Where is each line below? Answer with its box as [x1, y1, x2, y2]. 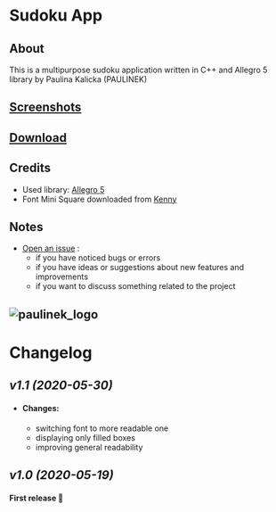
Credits [9, 161, 52, 176]
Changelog [9, 343, 93, 362]
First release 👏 [9, 492, 64, 503]
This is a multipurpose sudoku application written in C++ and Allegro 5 [9, 64, 268, 75]
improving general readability [35, 442, 143, 452]
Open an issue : [21, 243, 80, 254]
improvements [35, 271, 89, 282]
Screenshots [9, 100, 82, 115]
